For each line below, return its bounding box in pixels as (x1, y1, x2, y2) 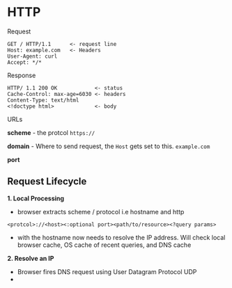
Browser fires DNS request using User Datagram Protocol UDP (17, 267, 197, 275)
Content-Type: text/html (7, 97, 79, 104)
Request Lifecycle (7, 175, 87, 188)
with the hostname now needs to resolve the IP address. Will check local (17, 233, 226, 241)
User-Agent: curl (7, 53, 58, 60)
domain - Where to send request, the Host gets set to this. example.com (7, 142, 210, 150)
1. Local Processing (7, 194, 65, 202)
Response (7, 71, 36, 79)
